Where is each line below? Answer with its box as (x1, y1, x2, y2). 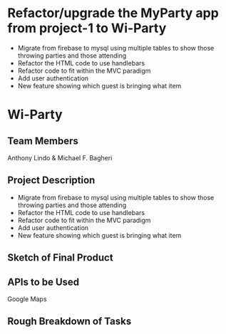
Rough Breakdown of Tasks (7, 315, 132, 328)
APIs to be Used (7, 276, 80, 288)
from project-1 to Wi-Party (7, 20, 167, 36)
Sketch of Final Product (7, 251, 113, 264)
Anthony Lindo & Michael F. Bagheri (7, 153, 113, 162)
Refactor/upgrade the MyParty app (7, 5, 219, 21)
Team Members (7, 135, 78, 147)
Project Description (7, 174, 96, 187)
